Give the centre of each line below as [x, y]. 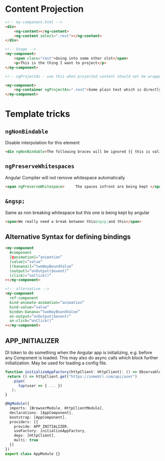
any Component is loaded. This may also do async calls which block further [82, 357]
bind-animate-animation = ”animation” [47, 302]
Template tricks [38, 114]
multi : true [26, 440]
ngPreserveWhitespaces [40, 166]
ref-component [24, 298]
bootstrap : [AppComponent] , [38, 417]
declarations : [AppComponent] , [41, 413]
